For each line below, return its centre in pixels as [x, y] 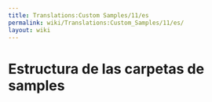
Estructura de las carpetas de [106, 69]
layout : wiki [29, 30]
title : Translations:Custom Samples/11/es [79, 15]
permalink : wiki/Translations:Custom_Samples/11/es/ [96, 23]
